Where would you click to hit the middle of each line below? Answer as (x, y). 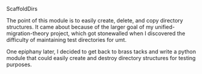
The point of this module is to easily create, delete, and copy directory (95, 20)
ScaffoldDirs (22, 9)
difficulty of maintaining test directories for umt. (66, 40)
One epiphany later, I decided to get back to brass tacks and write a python (101, 52)
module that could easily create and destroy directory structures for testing (101, 58)
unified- (165, 27)
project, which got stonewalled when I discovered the (118, 33)
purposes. (19, 64)
